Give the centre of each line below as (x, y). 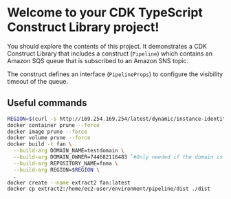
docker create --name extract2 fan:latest (69, 183)
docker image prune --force (47, 132)
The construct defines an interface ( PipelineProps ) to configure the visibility (115, 74)
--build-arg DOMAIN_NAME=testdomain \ (69, 151)
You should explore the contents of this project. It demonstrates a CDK (107, 46)
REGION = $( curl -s (32, 119)
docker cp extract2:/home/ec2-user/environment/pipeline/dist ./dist (109, 189)
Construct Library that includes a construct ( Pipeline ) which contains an (110, 54)
